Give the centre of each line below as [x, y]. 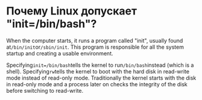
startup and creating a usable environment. [60, 53]
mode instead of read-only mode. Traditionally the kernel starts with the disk [101, 78]
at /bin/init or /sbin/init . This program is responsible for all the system [95, 47]
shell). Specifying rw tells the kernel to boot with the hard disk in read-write [98, 71]
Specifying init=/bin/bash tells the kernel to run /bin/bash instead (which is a [100, 65]
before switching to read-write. [45, 90]
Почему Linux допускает [72, 11]
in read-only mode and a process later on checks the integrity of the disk [97, 84]
